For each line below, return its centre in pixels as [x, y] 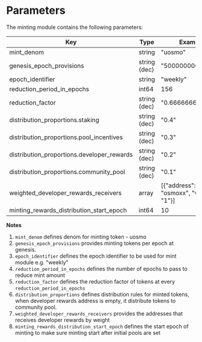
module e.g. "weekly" [42, 262]
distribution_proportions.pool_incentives [66, 137]
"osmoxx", [176, 193]
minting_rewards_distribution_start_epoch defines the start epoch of [102, 326]
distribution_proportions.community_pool [67, 172]
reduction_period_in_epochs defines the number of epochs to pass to [101, 269]
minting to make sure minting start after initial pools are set [88, 332]
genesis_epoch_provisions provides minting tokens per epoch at [94, 243]
